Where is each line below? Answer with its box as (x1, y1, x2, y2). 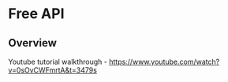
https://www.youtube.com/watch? (109, 57, 220, 66)
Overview (8, 36, 58, 50)
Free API (8, 5, 65, 23)
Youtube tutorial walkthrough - (8, 57, 108, 66)
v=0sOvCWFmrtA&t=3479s (8, 65, 97, 75)
